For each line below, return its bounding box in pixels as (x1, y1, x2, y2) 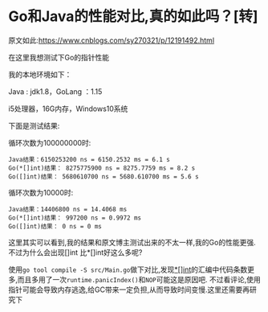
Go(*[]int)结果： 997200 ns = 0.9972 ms (8, 214, 142, 222)
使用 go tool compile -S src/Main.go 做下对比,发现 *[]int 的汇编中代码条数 (8, 265, 248, 274)
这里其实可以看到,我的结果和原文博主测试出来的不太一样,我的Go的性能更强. (8, 237, 256, 247)
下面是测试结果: (8, 121, 60, 130)
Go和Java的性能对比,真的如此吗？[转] (8, 7, 258, 26)
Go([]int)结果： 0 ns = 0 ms (8, 222, 103, 230)
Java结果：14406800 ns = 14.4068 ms (8, 205, 128, 213)
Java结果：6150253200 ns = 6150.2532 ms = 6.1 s (8, 155, 171, 163)
